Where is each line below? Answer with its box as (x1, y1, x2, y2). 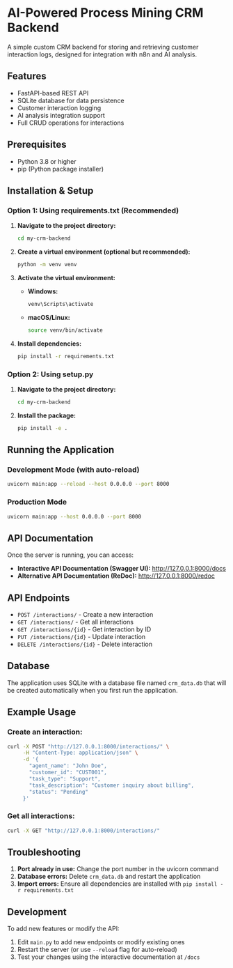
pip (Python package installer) (17, 164, 104, 173)
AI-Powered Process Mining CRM (7, 5, 204, 21)
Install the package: (17, 411, 77, 420)
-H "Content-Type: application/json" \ (22, 749, 138, 757)
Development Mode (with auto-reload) (7, 465, 140, 475)
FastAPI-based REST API (17, 89, 89, 97)
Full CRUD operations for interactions (17, 118, 124, 127)
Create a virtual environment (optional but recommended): (17, 247, 191, 256)
